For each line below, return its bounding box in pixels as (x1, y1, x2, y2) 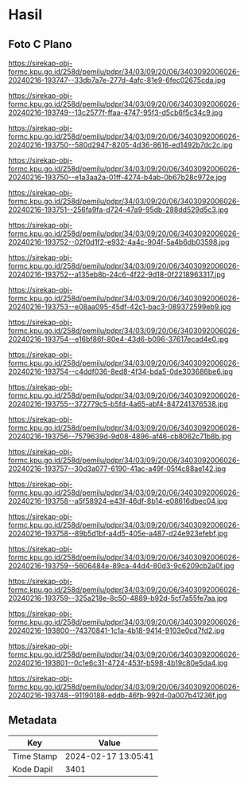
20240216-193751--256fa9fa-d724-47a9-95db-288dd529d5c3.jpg (8, 205, 229, 214)
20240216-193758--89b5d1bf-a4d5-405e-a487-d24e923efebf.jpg (8, 528, 228, 538)
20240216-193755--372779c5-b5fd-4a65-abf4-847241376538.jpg (8, 399, 229, 408)
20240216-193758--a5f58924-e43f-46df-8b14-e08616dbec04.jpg (8, 497, 228, 505)
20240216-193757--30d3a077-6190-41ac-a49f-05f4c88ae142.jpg (8, 464, 227, 473)
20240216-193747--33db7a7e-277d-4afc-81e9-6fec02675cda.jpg (8, 76, 227, 84)
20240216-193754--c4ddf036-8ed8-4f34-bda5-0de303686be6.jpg (8, 367, 233, 376)
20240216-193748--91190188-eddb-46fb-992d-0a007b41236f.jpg (8, 691, 227, 700)
